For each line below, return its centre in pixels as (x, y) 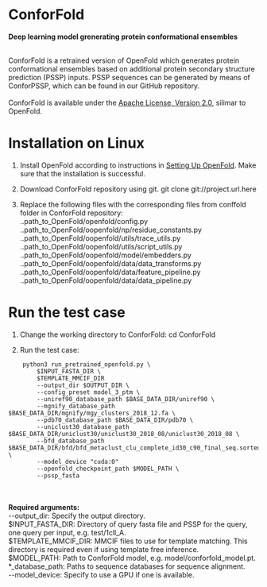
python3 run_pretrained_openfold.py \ (87, 364)
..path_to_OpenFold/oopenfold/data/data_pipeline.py (106, 280)
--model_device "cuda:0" (78, 461)
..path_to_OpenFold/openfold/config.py (84, 221)
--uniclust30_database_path (83, 427)
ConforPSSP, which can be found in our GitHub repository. (104, 86)
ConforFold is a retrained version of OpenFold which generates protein (124, 60)
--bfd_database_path (71, 441)
